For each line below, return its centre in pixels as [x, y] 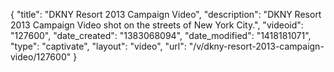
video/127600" [41, 57]
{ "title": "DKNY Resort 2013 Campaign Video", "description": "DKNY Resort [166, 14]
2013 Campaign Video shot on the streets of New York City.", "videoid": [157, 25]
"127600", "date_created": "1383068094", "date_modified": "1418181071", [161, 35]
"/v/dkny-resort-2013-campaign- [256, 46]
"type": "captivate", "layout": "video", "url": [98, 46]
